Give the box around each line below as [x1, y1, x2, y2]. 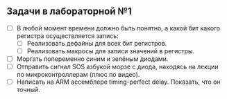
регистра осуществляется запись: [16, 31, 119, 40]
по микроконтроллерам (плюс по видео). [16, 71, 140, 79]
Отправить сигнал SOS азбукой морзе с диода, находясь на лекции [16, 62, 219, 71]
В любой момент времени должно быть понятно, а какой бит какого [16, 24, 220, 32]
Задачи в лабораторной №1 [6, 6, 133, 17]
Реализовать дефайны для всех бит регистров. [26, 39, 167, 47]
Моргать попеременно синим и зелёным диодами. [16, 55, 169, 63]
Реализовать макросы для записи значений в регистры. [26, 46, 195, 55]
